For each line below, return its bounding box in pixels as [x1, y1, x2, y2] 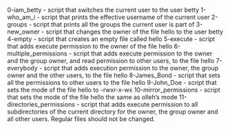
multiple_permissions [7, 49, 67, 57]
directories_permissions [7, 101, 76, 108]
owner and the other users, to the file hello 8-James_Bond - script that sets [7, 71, 220, 79]
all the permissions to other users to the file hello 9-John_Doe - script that [7, 79, 217, 86]
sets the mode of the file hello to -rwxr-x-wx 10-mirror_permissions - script [7, 86, 220, 94]
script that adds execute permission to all [81, 101, 198, 108]
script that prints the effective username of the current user [41, 13, 210, 21]
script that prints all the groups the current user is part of [33, 21, 195, 28]
